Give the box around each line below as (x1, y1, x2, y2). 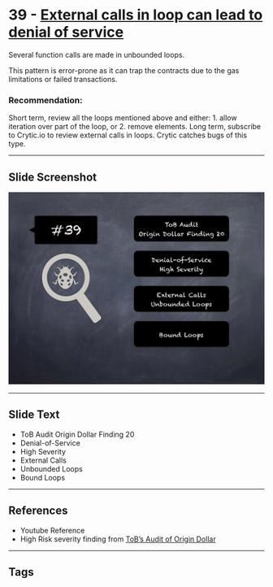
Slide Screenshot (8, 170, 97, 184)
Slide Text (8, 408, 60, 422)
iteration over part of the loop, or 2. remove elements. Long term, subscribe (8, 122, 262, 132)
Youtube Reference (19, 525, 85, 535)
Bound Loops (19, 472, 66, 482)
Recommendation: (8, 94, 83, 106)
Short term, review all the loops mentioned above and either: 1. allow (8, 113, 237, 123)
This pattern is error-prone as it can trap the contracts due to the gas (8, 65, 240, 75)
